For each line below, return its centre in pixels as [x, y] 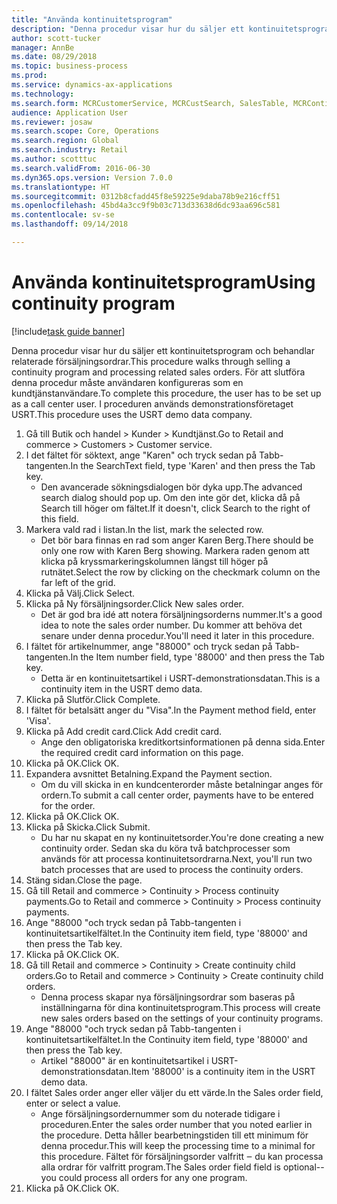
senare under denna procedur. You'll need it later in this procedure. [177, 635]
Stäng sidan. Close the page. [84, 880]
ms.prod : [29, 76]
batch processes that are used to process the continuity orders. [172, 869]
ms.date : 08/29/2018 [54, 57]
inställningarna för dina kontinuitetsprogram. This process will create [180, 1007]
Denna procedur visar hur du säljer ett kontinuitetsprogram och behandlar [163, 350]
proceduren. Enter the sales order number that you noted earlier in [176, 1124]
